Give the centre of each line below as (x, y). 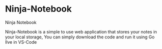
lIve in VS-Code (21, 42)
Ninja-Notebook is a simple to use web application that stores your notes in (81, 32)
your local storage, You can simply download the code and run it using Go (80, 37)
